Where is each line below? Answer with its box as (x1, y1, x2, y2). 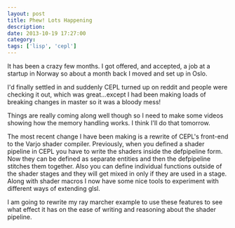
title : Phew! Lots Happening (7, 17, 93, 24)
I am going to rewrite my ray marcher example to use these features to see (7, 198, 223, 206)
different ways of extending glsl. (7, 185, 100, 192)
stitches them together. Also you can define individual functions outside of (7, 162, 222, 170)
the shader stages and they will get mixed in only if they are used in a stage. (7, 169, 227, 178)
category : (7, 36, 36, 43)
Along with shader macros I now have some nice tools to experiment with (7, 177, 219, 185)
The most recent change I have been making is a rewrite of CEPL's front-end (7, 132, 229, 141)
